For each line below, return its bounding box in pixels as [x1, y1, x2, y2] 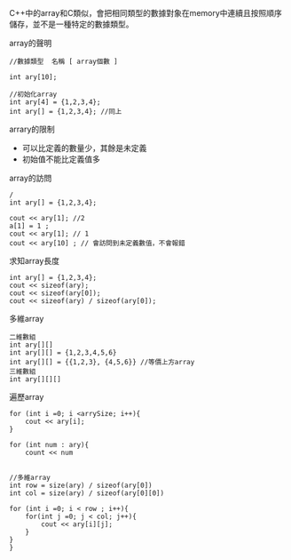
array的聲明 [9, 38, 52, 48]
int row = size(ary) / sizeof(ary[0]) [9, 481, 153, 490]
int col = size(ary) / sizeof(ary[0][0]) [9, 489, 165, 498]
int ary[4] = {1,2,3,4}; [9, 98, 101, 107]
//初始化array [9, 90, 58, 99]
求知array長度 [9, 256, 60, 266]
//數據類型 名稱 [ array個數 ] [9, 57, 118, 66]
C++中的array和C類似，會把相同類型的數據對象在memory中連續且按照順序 [9, 8, 282, 18]
